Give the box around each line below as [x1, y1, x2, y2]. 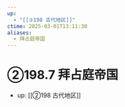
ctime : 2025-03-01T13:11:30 [7, 23, 88, 29]
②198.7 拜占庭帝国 [7, 67, 119, 83]
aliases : [7, 29, 32, 36]
